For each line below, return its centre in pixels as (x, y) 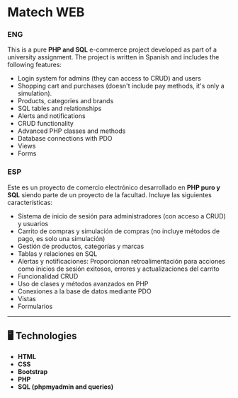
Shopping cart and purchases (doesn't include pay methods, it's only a (121, 86)
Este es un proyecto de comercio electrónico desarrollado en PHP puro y (114, 187)
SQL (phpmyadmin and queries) (66, 387)
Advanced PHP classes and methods (72, 131)
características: (30, 202)
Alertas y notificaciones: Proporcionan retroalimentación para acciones (121, 261)
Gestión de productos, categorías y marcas (81, 246)
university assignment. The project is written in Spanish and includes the (113, 57)
